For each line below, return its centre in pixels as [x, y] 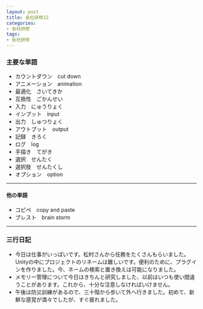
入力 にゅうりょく [39, 107]
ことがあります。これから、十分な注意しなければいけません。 [97, 284]
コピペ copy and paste [45, 209]
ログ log [27, 144]
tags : [13, 34]
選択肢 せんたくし [39, 167]
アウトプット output [42, 129]
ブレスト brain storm [43, 217]
